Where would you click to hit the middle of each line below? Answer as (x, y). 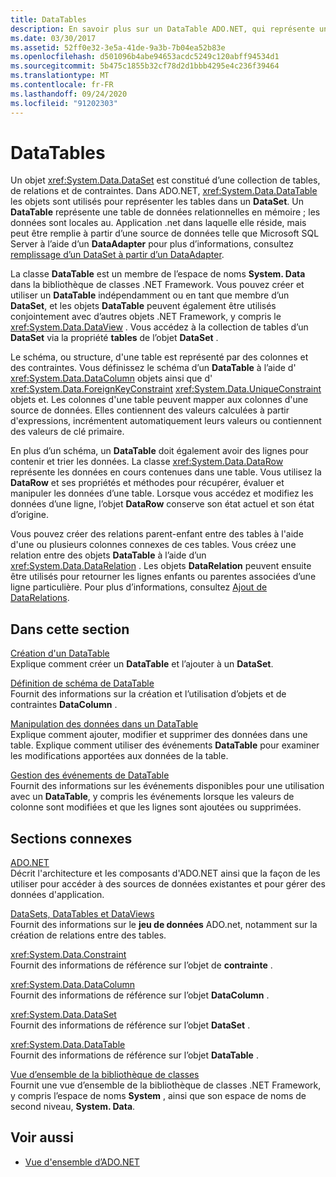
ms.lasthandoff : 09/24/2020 (69, 94)
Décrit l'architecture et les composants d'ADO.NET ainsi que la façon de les (165, 873)
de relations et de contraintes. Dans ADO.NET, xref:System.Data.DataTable (164, 191)
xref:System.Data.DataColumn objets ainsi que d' (111, 378)
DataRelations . (40, 598)
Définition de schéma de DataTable (82, 683)
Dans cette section (70, 629)
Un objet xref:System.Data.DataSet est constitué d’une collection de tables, (165, 180)
